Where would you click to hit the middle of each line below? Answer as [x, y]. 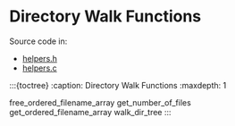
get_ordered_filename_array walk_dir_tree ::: [90, 112]
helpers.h [40, 58]
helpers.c [40, 68]
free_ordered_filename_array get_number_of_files [101, 102]
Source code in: [38, 41]
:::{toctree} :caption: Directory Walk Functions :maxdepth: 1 [118, 85]
